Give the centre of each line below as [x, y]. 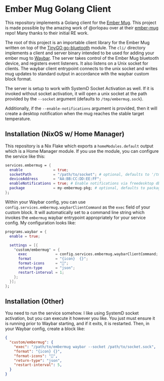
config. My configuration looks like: [41, 223]
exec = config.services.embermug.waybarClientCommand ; [88, 254]
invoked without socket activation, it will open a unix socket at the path [76, 94]
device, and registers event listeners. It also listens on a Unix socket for [77, 63]
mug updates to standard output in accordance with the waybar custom [77, 73]
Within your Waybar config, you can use [45, 202]
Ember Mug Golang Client [58, 9]
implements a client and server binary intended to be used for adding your [80, 53]
